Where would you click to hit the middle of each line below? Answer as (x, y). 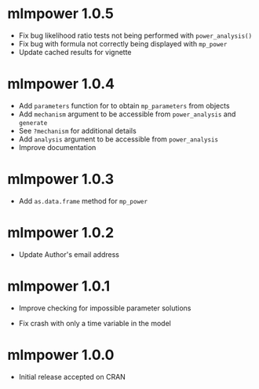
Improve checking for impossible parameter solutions (105, 308)
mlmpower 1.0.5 (61, 14)
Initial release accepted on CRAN (72, 376)
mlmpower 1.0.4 (61, 84)
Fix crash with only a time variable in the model (95, 323)
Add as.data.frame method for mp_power (83, 200)
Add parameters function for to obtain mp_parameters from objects (124, 105)
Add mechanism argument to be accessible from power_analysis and (127, 114)
